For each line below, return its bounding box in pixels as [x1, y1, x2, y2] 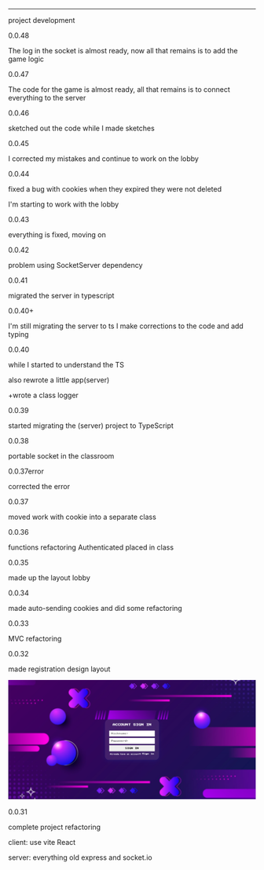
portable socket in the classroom [8, 451, 115, 460]
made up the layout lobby [8, 573, 90, 582]
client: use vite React [8, 837, 76, 846]
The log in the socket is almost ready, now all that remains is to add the [8, 46, 238, 55]
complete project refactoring [8, 822, 101, 832]
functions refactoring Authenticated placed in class [8, 543, 174, 552]
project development [8, 16, 75, 24]
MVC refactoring [8, 634, 62, 643]
